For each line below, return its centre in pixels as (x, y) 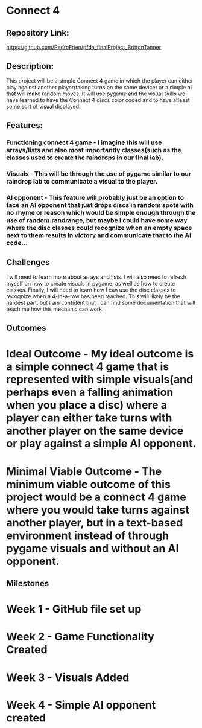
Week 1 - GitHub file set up (74, 609)
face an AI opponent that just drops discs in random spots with (100, 205)
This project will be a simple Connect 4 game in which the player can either (100, 81)
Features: (25, 125)
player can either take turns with (89, 418)
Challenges (28, 262)
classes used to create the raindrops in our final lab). (85, 158)
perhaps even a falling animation (90, 392)
